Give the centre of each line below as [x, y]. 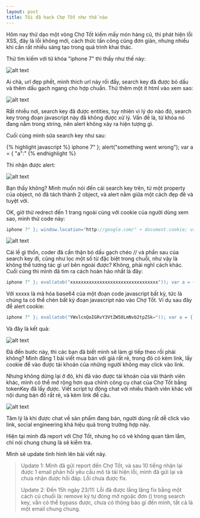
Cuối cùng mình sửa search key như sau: [56, 135]
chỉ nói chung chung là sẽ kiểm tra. [49, 443]
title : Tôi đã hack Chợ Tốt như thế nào [57, 17]
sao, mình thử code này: [36, 218]
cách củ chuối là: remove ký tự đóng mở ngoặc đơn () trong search [103, 497]
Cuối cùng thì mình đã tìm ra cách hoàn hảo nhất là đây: [75, 272]
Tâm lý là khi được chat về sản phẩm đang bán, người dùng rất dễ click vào [98, 418]
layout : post [22, 12]
